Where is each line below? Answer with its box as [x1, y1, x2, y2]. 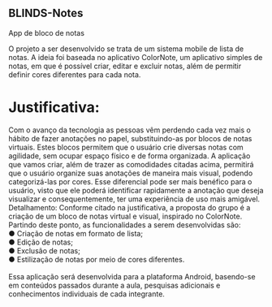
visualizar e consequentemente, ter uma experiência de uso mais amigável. [8, 194, 261, 204]
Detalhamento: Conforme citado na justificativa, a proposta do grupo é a [8, 202, 251, 212]
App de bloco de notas [8, 28, 85, 37]
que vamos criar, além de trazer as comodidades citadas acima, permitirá [8, 159, 254, 169]
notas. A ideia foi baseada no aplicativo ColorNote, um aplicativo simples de [8, 52, 263, 62]
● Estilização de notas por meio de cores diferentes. [8, 254, 185, 264]
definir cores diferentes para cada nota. [8, 69, 141, 80]
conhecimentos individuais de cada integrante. [8, 288, 165, 299]
